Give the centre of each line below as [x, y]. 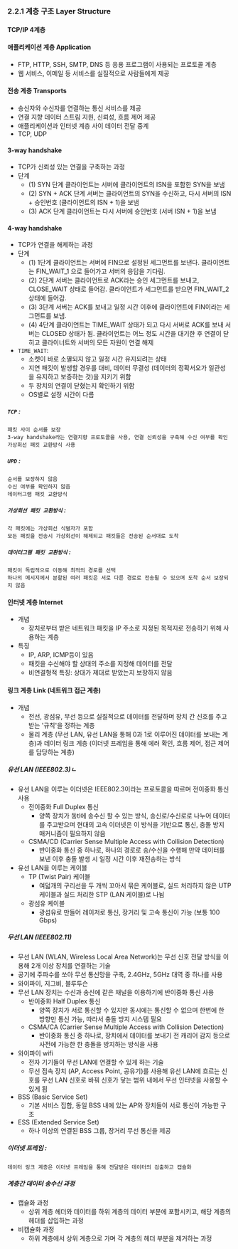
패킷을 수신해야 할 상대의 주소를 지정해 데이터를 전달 [100, 664]
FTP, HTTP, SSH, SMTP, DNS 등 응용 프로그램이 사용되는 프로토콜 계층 [117, 64]
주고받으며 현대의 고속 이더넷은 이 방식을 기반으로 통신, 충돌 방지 [136, 824]
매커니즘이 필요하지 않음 [72, 833]
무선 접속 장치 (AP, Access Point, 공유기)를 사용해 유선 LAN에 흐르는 [124, 1071]
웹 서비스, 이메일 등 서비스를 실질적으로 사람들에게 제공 [93, 73]
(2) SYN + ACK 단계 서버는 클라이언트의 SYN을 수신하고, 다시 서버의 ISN [130, 194]
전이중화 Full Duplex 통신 [64, 806]
